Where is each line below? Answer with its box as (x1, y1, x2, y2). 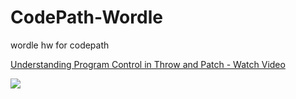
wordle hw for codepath (10, 39, 110, 51)
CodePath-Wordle (10, 6, 163, 29)
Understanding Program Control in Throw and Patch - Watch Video (10, 58, 286, 70)
